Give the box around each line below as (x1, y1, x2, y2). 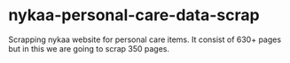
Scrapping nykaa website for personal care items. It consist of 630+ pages (8, 34, 281, 45)
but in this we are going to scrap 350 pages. (8, 43, 170, 53)
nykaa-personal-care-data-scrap (8, 5, 260, 25)
